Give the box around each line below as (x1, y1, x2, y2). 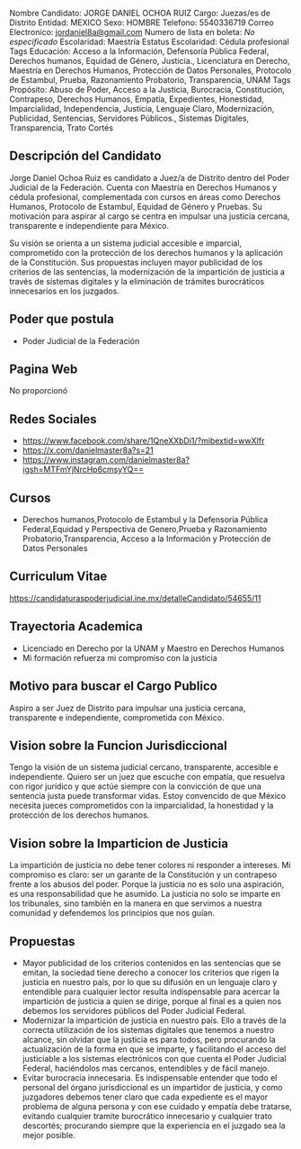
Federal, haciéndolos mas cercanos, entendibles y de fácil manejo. (22, 1063, 270, 1073)
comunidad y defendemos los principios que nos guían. (9, 908, 216, 918)
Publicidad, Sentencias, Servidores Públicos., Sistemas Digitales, (9, 113, 250, 123)
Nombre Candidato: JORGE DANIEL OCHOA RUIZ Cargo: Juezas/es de (9, 8, 271, 18)
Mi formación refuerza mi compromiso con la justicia (22, 652, 217, 663)
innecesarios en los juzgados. (9, 285, 120, 296)
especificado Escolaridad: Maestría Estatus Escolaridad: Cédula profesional (9, 36, 289, 47)
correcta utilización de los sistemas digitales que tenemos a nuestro (22, 1024, 275, 1035)
